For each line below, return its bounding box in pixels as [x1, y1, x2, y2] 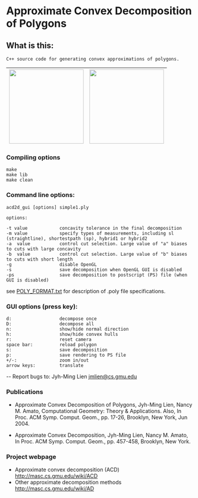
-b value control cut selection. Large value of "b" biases [6, 251, 187, 257]
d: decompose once [6, 316, 97, 322]
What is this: [6, 40, 54, 50]
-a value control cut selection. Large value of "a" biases [6, 240, 187, 247]
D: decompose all [6, 321, 95, 327]
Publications [6, 388, 43, 396]
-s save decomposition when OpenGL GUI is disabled [6, 267, 183, 272]
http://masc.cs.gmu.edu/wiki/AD [14, 485, 95, 492]
